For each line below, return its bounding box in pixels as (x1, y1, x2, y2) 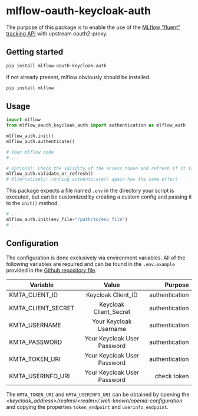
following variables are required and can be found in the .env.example (6, 260, 175, 267)
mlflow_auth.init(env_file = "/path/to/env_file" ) (6, 217, 128, 223)
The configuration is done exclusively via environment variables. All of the (6, 254, 186, 261)
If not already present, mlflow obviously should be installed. (6, 73, 151, 80)
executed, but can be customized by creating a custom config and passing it (6, 193, 192, 200)
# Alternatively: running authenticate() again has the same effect (6, 176, 178, 183)
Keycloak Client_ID (85, 291, 138, 299)
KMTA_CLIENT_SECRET (9, 304, 75, 312)
